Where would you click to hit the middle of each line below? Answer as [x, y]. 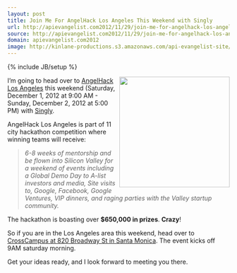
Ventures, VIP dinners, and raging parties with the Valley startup [118, 198]
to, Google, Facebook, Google [68, 191]
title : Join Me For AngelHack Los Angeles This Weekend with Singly [110, 21]
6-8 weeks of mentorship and [68, 153]
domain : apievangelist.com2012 [53, 40]
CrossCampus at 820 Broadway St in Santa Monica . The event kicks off [111, 240]
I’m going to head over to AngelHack [61, 81]
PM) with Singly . [31, 111]
